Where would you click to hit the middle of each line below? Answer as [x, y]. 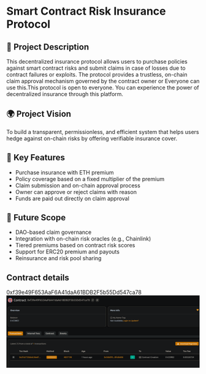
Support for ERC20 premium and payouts [67, 252]
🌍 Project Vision [39, 114]
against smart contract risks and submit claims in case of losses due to [96, 68]
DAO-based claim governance [53, 232]
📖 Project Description [48, 47]
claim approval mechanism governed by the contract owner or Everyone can [103, 81]
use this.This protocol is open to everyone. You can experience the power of [103, 88]
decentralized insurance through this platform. [65, 94]
